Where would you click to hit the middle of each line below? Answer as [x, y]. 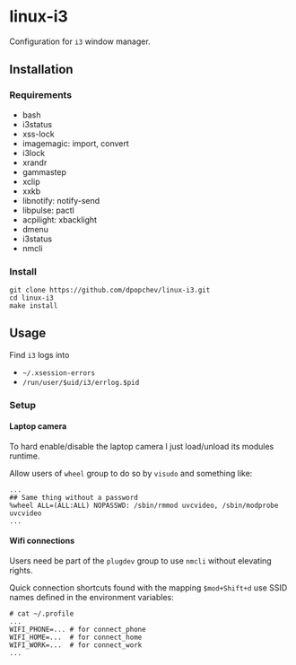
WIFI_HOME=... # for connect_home [76, 638]
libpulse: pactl [48, 210]
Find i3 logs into [39, 354]
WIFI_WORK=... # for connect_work [76, 645]
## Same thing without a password [74, 497]
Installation [41, 70]
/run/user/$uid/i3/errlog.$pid [81, 382]
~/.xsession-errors [59, 373]
